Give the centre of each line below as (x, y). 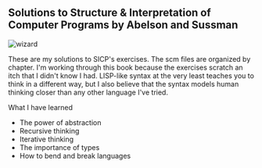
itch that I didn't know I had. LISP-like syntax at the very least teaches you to (131, 75)
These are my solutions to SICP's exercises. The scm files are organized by (129, 59)
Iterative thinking (47, 139)
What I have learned (40, 107)
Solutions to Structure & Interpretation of (109, 13)
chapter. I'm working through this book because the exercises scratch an (126, 67)
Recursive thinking (49, 130)
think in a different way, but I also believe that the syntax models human (124, 84)
